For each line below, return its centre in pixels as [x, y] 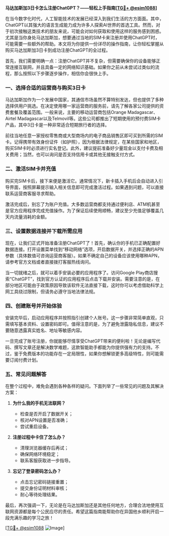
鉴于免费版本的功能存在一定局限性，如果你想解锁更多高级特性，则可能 [87, 354]
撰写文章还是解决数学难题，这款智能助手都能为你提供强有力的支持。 [84, 347]
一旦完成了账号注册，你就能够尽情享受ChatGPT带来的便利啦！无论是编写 [81, 341]
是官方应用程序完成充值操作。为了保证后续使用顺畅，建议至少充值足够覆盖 [82, 210]
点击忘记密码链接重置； [44, 482]
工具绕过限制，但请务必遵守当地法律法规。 [54, 291]
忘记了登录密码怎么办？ [37, 471]
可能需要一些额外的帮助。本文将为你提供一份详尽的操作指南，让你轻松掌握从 [84, 44]
